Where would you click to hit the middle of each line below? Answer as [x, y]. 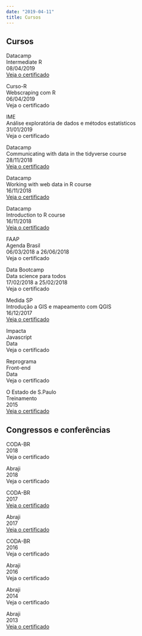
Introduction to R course [36, 215]
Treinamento [22, 399]
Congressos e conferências [59, 430]
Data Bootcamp [25, 270]
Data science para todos [36, 276]
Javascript [19, 337]
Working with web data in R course [49, 184]
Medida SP [20, 300]
